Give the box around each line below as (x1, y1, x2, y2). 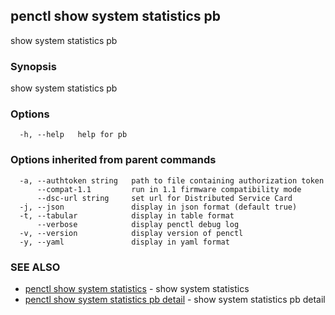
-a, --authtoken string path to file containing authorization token (19, 175, 325, 186)
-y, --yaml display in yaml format (19, 237, 230, 247)
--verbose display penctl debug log (36, 219, 240, 229)
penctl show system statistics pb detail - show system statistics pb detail (24, 294, 326, 305)
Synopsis (10, 59, 57, 73)
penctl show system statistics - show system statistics (24, 283, 250, 294)
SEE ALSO (10, 260, 61, 274)
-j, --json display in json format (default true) (19, 202, 298, 212)
